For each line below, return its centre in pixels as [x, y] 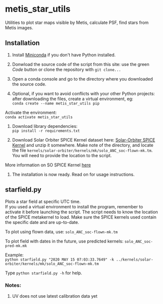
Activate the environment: [31, 112]
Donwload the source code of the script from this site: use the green [81, 64]
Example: [14, 255]
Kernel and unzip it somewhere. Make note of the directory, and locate [83, 145]
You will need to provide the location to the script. [62, 155]
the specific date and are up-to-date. [42, 222]
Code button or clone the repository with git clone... [66, 69]
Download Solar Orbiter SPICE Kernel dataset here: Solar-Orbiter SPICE [84, 140]
